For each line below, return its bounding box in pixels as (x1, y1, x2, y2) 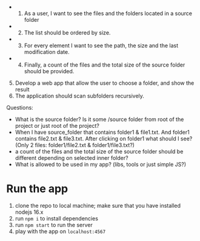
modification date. (24, 48, 70, 55)
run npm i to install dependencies (15, 214, 99, 222)
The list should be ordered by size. (24, 29, 111, 36)
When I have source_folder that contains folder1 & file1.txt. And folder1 (15, 128, 190, 136)
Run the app (6, 182, 68, 196)
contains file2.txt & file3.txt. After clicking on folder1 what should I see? (15, 135, 193, 142)
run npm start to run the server (15, 221, 93, 228)
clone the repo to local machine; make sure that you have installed (15, 202, 181, 209)
